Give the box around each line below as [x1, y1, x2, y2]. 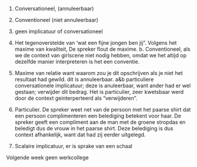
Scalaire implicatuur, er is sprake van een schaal [14, 143, 133, 149]
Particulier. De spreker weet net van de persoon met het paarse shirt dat [14, 106, 191, 113]
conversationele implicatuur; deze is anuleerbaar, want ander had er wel [14, 82, 191, 89]
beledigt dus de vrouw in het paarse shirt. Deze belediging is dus [14, 125, 173, 132]
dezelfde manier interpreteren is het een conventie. [14, 58, 140, 65]
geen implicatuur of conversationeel [14, 28, 103, 35]
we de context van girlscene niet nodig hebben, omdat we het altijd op [14, 52, 187, 58]
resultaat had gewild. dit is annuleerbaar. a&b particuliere [14, 76, 154, 83]
